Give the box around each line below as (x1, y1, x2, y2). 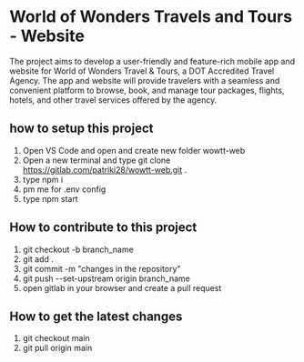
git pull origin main (22, 343, 93, 354)
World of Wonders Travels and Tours (9, 6, 293, 27)
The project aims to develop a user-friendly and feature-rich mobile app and (9, 55, 296, 66)
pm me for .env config (22, 184, 106, 195)
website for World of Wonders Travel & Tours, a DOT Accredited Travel (9, 65, 275, 76)
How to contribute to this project (9, 220, 198, 236)
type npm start (22, 193, 79, 204)
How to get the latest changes (9, 308, 183, 324)
